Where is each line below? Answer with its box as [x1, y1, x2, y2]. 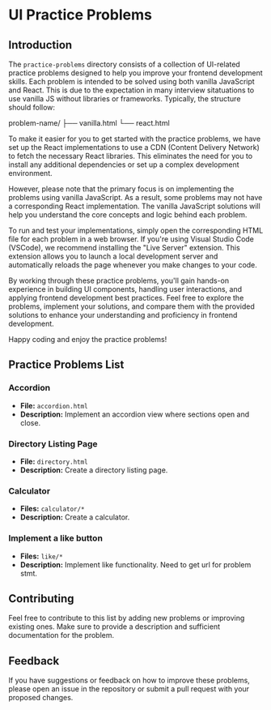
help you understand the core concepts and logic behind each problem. [8, 210, 248, 220]
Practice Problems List [8, 358, 125, 372]
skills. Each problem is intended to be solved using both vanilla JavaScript [8, 77, 255, 86]
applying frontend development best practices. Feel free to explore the [8, 293, 244, 302]
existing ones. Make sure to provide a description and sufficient [8, 622, 221, 631]
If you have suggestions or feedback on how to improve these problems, [8, 675, 251, 686]
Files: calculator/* [19, 504, 85, 514]
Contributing [8, 592, 74, 605]
